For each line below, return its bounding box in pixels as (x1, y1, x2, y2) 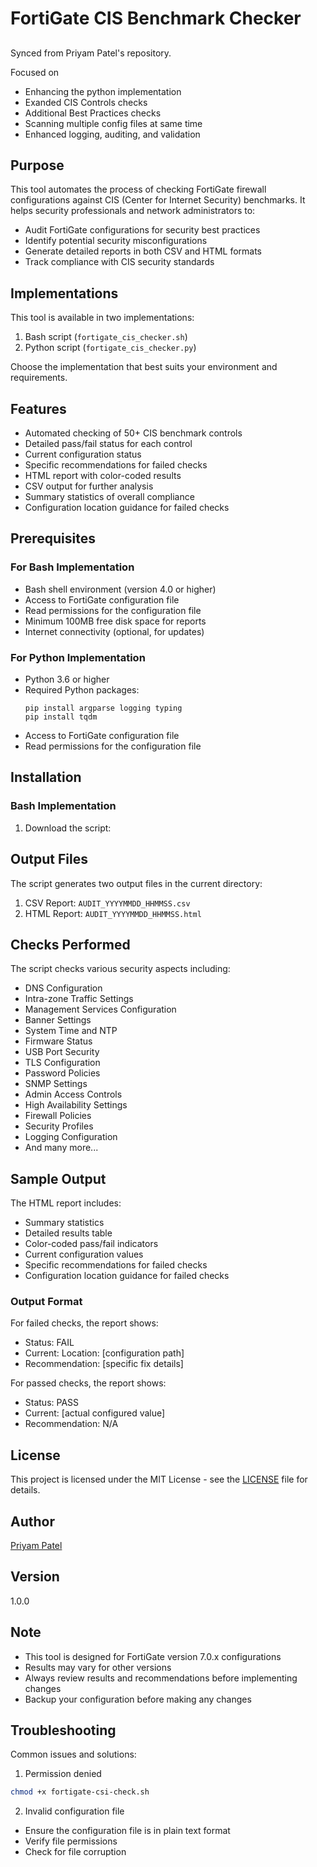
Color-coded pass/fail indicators (24, 1238, 159, 1250)
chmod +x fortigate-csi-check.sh (10, 1787, 150, 1797)
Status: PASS (24, 1397, 80, 1409)
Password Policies (24, 1067, 101, 1079)
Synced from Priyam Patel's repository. (10, 47, 172, 59)
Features (10, 400, 67, 417)
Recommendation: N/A (24, 1418, 119, 1430)
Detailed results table (24, 1227, 113, 1239)
